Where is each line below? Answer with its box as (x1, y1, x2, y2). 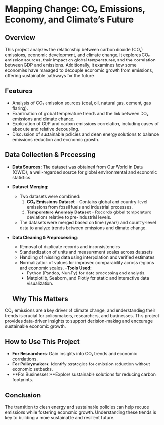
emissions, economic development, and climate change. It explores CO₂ (5, 52, 150, 58)
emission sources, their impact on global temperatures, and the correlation (5, 57, 156, 62)
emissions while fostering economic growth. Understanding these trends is (5, 409, 157, 415)
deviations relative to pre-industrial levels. (26, 214, 112, 220)
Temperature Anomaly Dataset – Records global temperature (26, 209, 152, 215)
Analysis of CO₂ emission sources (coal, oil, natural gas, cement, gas (12, 100, 151, 106)
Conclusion (5, 391, 41, 399)
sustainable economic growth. (5, 323, 66, 329)
